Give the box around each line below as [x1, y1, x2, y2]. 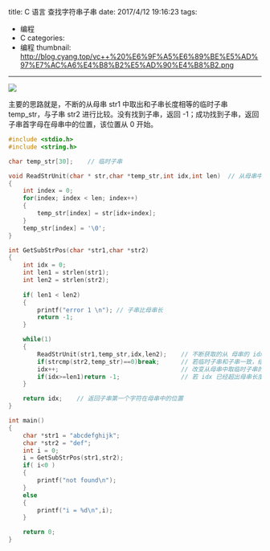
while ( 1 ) [22, 336, 52, 344]
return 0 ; [22, 529, 56, 537]
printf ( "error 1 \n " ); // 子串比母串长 [37, 306, 163, 314]
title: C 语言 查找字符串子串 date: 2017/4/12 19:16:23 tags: [8, 7, 198, 16]
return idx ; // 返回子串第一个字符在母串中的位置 [22, 394, 183, 403]
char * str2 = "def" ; [22, 439, 92, 447]
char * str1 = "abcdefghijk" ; [22, 431, 121, 439]
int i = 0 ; [22, 447, 59, 455]
